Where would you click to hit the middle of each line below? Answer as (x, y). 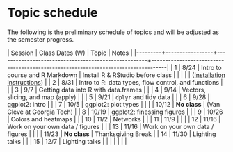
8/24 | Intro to (202, 67)
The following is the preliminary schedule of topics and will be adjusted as (113, 32)
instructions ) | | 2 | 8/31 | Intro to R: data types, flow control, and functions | (115, 82)
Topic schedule (53, 13)
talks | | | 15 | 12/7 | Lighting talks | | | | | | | (67, 141)
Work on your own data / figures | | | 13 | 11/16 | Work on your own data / (111, 126)
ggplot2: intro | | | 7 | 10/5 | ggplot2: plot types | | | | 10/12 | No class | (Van (114, 104)
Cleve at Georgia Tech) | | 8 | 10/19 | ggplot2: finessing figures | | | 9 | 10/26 (115, 112)
